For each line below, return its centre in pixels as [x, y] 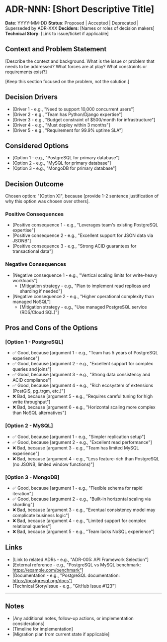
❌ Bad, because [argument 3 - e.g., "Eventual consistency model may [84, 510]
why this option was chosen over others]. [47, 201]
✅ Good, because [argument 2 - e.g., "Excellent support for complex [83, 364]
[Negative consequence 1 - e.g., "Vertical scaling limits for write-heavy [85, 275]
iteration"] [23, 494]
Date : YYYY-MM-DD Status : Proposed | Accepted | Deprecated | [72, 23]
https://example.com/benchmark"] [48, 570]
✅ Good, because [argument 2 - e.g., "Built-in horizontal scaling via [82, 499]
